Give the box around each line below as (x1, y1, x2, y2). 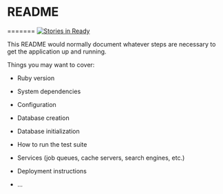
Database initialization (17, 127, 81, 135)
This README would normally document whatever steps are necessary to (7, 40, 216, 48)
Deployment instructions (17, 167, 87, 175)
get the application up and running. (7, 47, 107, 56)
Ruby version (17, 73, 55, 82)
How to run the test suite (17, 140, 87, 148)
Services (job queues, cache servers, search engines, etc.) (17, 154, 185, 162)
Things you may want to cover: (7, 60, 95, 69)
